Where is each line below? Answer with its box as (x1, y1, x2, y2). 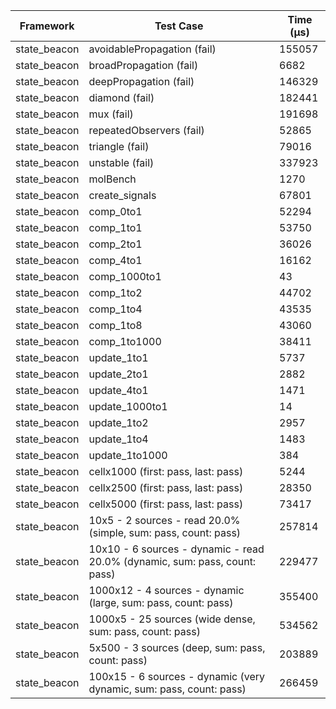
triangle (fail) (88, 140, 150, 153)
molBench (88, 172, 137, 186)
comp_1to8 (88, 319, 143, 332)
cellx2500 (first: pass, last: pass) (88, 481, 244, 494)
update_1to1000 (88, 449, 168, 462)
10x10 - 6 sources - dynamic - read (88, 542, 265, 556)
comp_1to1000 (88, 335, 162, 348)
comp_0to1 (88, 205, 143, 218)
